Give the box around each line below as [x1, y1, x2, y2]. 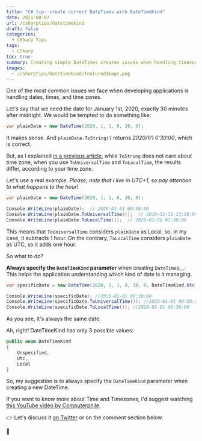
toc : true [6, 54, 31, 60]
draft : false [6, 25, 39, 32]
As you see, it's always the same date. [6, 315, 101, 323]
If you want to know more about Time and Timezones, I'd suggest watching [6, 396, 194, 403]
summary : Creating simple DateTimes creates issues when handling [6, 59, 176, 65]
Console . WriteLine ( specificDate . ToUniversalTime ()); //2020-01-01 [6, 299, 176, 305]
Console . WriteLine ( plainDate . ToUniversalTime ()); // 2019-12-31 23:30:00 [6, 211, 198, 217]
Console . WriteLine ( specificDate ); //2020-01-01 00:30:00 [6, 293, 152, 299]
